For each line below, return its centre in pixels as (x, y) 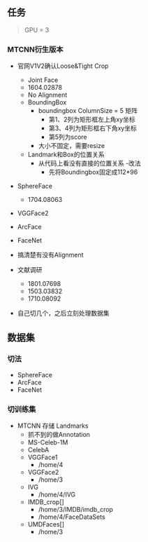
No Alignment (47, 95)
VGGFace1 (43, 457)
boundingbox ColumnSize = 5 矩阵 (88, 111)
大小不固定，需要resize (72, 146)
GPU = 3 (37, 29)
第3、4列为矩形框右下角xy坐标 (93, 128)
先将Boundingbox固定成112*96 (93, 172)
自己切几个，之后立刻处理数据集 (63, 313)
